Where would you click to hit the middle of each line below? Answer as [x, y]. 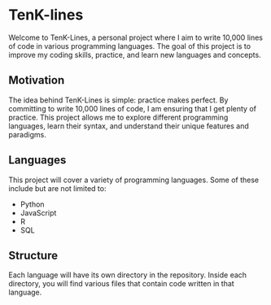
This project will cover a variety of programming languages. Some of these [133, 180]
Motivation [37, 80]
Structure [33, 255]
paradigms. [27, 134]
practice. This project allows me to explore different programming [118, 117]
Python [32, 204]
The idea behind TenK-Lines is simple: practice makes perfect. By [118, 100]
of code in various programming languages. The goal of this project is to [129, 46]
